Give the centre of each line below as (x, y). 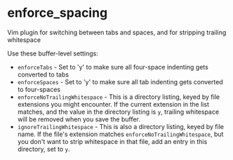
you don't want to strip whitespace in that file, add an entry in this (112, 141)
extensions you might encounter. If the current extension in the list (113, 104)
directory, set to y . (44, 149)
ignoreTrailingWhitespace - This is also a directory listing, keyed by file (121, 126)
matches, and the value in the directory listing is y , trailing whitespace (118, 112)
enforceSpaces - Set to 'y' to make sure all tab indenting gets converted (120, 81)
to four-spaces (39, 89)
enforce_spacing (58, 13)
